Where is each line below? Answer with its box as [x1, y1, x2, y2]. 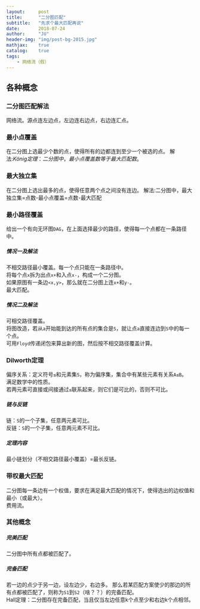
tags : [6, 53, 20, 59]
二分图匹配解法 [6, 102, 50, 110]
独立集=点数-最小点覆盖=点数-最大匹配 [6, 194, 102, 201]
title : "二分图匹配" [6, 14, 66, 20]
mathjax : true [6, 43, 50, 49]
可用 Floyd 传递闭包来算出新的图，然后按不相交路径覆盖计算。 [6, 340, 156, 347]
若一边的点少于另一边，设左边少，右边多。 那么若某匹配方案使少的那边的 [6, 581, 186, 589]
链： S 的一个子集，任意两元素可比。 [6, 417, 93, 424]
